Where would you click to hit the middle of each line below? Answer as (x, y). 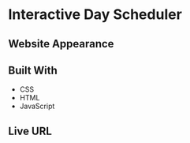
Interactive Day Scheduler (95, 15)
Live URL (30, 131)
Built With (33, 70)
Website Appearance (61, 44)
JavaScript (37, 106)
